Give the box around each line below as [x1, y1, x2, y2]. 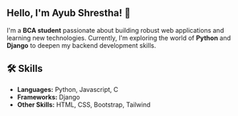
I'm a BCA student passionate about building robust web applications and [6, 26, 224, 34]
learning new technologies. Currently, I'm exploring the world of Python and [6, 33, 232, 42]
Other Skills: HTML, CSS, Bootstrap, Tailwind [16, 100, 151, 109]
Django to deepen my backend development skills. [6, 41, 157, 50]
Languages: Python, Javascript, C [16, 85, 119, 93]
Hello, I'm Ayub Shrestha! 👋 [6, 7, 132, 19]
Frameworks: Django [16, 93, 80, 101]
